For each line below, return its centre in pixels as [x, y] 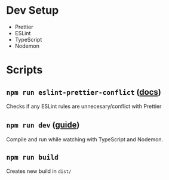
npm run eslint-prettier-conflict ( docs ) [84, 92]
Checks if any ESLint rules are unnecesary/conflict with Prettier [84, 106]
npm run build [32, 157]
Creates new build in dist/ [39, 171]
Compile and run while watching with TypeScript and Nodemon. [85, 139]
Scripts [24, 70]
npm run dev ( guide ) [43, 125]
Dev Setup [33, 10]
